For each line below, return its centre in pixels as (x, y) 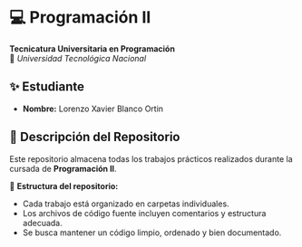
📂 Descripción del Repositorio (95, 137)
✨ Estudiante (47, 87)
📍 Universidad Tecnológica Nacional (78, 58)
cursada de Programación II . (63, 168)
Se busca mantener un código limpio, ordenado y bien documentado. (152, 233)
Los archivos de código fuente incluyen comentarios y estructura (144, 213)
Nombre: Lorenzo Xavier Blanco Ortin (93, 109)
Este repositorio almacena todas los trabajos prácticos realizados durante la (151, 158)
